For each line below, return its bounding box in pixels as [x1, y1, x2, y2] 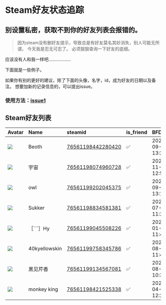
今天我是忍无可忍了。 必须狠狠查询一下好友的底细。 [27, 46, 132, 52]
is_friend [125, 129, 147, 136]
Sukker [28, 204, 45, 211]
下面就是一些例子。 [5, 67, 44, 73]
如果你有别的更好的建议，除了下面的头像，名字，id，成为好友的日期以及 [5, 77, 152, 83]
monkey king [28, 286, 58, 293]
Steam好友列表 [5, 114, 52, 122]
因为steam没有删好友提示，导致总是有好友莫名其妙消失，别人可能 [17, 40, 152, 45]
